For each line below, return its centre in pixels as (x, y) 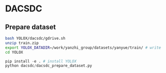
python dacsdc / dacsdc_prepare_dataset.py (49, 66)
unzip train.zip (22, 43)
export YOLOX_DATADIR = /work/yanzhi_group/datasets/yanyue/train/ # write (83, 48)
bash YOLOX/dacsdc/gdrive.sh (35, 38)
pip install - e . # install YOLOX (41, 61)
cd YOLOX (14, 52)
